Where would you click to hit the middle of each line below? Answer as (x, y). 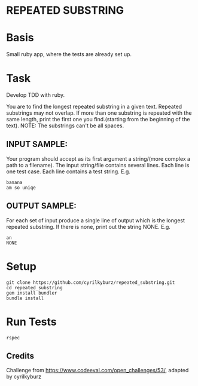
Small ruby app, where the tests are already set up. (69, 54)
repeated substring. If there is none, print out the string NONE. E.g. (88, 226)
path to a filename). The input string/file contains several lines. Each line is (98, 165)
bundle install (25, 298)
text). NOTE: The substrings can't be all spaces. (65, 125)
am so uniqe (21, 188)
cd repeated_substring (34, 287)
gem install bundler (32, 293)
